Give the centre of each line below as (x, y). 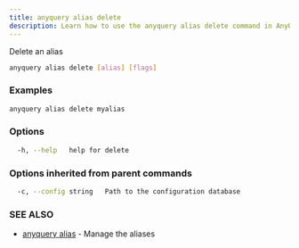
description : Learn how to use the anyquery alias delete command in (141, 26)
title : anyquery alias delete (65, 17)
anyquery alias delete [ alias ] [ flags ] (83, 68)
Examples (31, 90)
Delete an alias (36, 51)
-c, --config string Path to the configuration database (129, 192)
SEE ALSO (32, 214)
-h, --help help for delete (73, 150)
